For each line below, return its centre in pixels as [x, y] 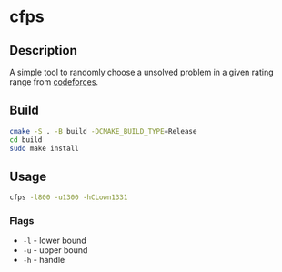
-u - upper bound [55, 250]
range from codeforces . [54, 82]
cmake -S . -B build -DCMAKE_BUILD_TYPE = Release [103, 131]
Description [43, 50]
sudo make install [44, 148]
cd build [26, 140]
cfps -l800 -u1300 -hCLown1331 [69, 197]
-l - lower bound [54, 241]
